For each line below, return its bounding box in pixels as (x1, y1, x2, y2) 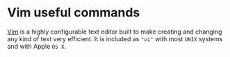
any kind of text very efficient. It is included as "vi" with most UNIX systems (7, 34, 223, 43)
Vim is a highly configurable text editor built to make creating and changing (7, 27, 222, 36)
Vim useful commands (7, 5, 140, 21)
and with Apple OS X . (7, 42, 67, 50)
